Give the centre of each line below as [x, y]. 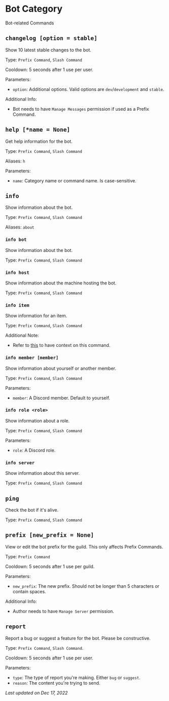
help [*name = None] [38, 130]
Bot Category [34, 9]
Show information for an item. [36, 316]
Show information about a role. [38, 421]
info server [20, 463]
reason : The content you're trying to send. [56, 683]
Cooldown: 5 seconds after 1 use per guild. [50, 566]
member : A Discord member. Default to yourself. [61, 398]
